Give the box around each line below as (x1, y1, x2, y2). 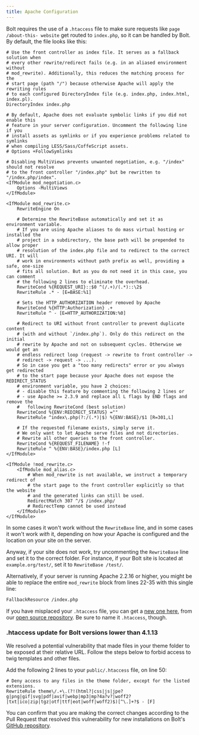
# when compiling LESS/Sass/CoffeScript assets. (6, 143, 129, 149)
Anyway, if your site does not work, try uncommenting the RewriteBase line (6, 548, 189, 555)
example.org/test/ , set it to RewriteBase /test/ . (6, 561, 124, 568)
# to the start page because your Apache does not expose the (17, 373, 174, 379)
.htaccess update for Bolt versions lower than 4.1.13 (6, 628, 159, 637)
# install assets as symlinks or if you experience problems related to (6, 132, 190, 139)
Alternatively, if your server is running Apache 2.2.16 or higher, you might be (6, 572, 192, 579)
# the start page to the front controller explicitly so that (27, 482, 185, 488)
